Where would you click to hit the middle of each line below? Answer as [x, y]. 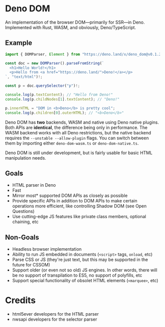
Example [19, 43]
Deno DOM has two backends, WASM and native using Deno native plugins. [82, 122]
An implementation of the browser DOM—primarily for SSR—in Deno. [75, 22]
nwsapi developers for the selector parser [55, 319]
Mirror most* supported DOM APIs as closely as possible [70, 196]
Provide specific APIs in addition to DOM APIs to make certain [75, 201]
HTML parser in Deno [34, 185]
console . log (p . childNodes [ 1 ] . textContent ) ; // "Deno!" [62, 99]
